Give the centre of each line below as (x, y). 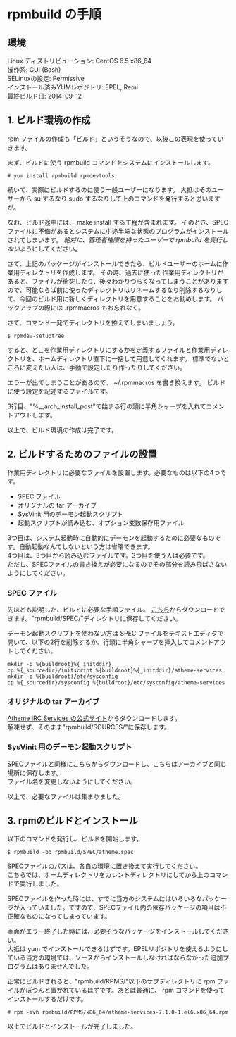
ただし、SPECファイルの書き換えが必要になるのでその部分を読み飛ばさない (117, 564)
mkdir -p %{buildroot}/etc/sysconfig (63, 677)
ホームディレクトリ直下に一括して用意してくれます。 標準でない (130, 358)
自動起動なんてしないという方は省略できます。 (86, 546)
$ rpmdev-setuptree (36, 336)
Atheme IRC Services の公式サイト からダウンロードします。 (94, 718)
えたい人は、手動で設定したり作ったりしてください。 (109, 367)
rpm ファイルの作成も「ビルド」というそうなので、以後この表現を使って (113, 139)
